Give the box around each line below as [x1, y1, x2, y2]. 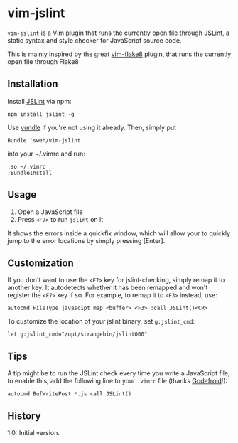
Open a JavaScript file [17, 208, 83, 216]
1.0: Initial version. [7, 429, 60, 437]
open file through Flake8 [7, 57, 80, 65]
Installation [7, 78, 58, 90]
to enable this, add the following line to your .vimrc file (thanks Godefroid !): [7, 377, 228, 385]
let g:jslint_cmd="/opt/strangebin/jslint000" [7, 331, 148, 338]
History [7, 410, 41, 422]
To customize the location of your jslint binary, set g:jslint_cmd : [7, 317, 195, 326]
